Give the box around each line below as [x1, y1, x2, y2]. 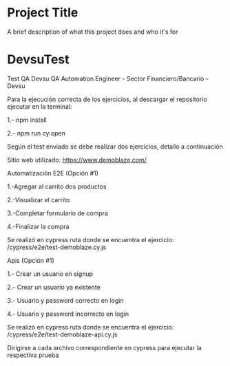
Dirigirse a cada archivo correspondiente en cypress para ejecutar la [7, 343, 202, 352]
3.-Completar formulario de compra [7, 208, 109, 217]
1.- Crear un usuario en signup [7, 270, 94, 278]
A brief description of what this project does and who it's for [7, 28, 178, 36]
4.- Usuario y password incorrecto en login [7, 310, 129, 318]
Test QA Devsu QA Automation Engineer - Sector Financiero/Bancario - [7, 74, 209, 83]
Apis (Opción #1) [7, 256, 54, 264]
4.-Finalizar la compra [7, 222, 70, 230]
